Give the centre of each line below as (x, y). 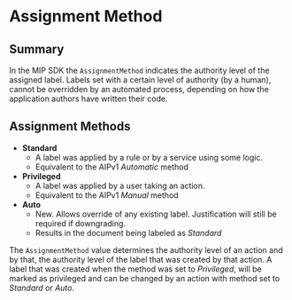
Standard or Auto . (42, 288)
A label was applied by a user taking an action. (120, 186)
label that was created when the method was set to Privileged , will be (136, 269)
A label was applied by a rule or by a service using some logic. (149, 157)
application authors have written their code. (88, 99)
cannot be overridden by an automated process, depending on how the (139, 89)
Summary (37, 49)
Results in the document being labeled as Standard (128, 233)
